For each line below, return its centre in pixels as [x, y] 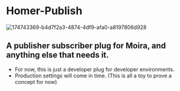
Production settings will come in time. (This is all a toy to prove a [93, 76]
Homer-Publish [44, 11]
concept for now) [36, 82]
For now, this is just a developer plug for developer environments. [94, 69]
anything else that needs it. [58, 55]
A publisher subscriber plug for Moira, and [86, 46]
